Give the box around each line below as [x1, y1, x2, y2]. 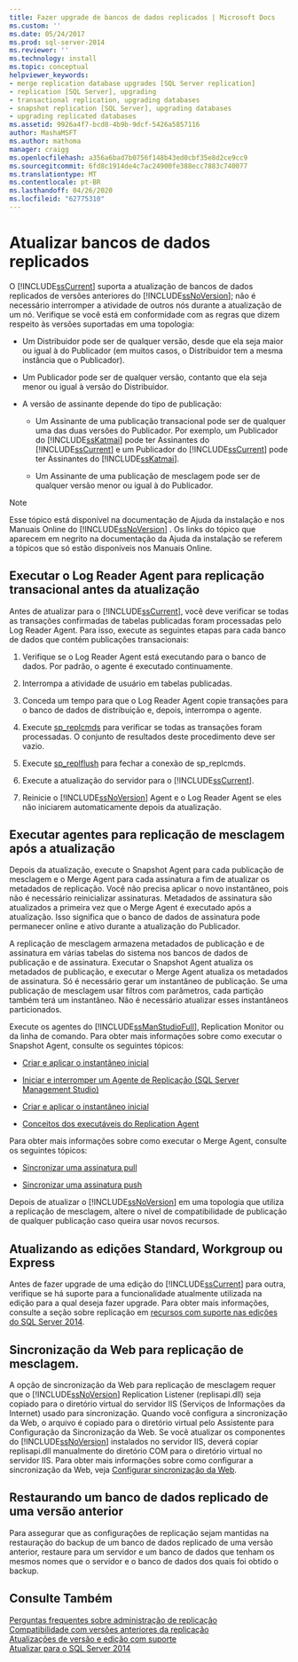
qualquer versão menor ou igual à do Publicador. [35, 480, 214, 491]
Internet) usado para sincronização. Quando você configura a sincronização [9, 1408, 288, 1419]
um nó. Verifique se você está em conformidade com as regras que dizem [9, 309, 280, 319]
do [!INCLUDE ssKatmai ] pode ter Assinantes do [35, 434, 210, 445]
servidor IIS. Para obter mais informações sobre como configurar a [9, 1455, 254, 1466]
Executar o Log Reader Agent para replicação [9, 569, 264, 584]
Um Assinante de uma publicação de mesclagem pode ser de [35, 470, 261, 481]
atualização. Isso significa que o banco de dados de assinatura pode [9, 911, 261, 923]
